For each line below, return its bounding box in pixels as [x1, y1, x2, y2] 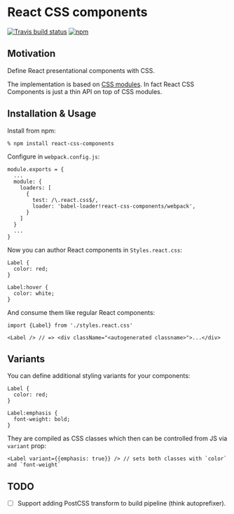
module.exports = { [7, 165, 64, 173]
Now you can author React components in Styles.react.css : [7, 245, 182, 254]
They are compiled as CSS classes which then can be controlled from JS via [7, 434, 228, 442]
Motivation [7, 48, 56, 60]
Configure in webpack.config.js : [7, 152, 100, 161]
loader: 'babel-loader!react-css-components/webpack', [32, 203, 196, 210]
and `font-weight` [7, 461, 61, 468]
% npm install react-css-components [7, 140, 114, 147]
